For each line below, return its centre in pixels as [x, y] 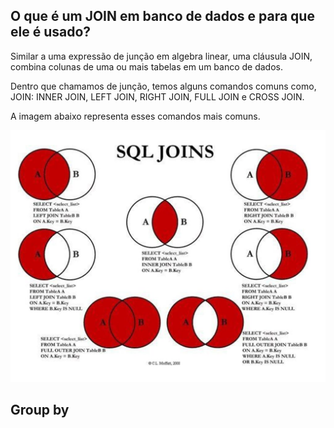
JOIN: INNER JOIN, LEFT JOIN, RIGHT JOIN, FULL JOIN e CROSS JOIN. [157, 96]
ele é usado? [51, 32]
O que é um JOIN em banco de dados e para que [162, 16]
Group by [40, 410]
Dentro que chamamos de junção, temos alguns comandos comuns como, [163, 86]
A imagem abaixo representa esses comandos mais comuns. [135, 116]
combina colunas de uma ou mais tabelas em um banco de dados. [147, 66]
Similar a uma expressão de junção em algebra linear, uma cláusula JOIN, [161, 56]
